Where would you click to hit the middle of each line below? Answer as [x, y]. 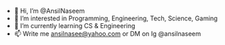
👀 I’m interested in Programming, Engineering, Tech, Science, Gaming [116, 18]
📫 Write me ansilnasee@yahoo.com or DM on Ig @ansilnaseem [107, 34]
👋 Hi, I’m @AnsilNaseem [49, 11]
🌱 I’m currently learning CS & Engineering [75, 26]
